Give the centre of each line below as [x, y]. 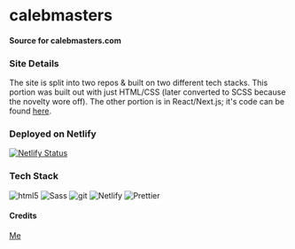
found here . [30, 111]
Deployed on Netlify [53, 134]
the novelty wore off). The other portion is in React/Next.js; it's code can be [147, 102]
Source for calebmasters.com [65, 40]
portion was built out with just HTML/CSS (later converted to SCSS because [147, 92]
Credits [23, 216]
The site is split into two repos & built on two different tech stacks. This [139, 83]
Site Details [34, 63]
